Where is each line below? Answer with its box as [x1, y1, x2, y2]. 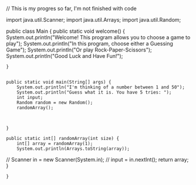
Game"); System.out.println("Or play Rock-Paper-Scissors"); [6, 46, 153, 53]
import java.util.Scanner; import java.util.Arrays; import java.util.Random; [6, 16, 181, 23]
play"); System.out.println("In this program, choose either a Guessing [6, 40, 173, 47]
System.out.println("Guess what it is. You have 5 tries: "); [16, 90, 172, 95]
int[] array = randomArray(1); [16, 141, 93, 146]
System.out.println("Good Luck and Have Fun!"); [6, 53, 123, 59]
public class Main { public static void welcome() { [6, 28, 125, 35]
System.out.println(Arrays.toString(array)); [16, 146, 130, 152]
